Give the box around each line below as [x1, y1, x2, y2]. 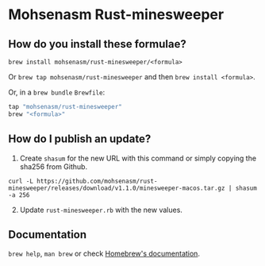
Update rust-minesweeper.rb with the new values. [19, 205, 182, 214]
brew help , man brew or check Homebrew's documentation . [8, 249, 201, 259]
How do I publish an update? [8, 133, 152, 146]
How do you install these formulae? [8, 37, 186, 51]
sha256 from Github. [19, 161, 88, 172]
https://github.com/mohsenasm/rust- [36, 177, 158, 185]
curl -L [8, 177, 34, 185]
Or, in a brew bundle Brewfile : [8, 87, 106, 97]
